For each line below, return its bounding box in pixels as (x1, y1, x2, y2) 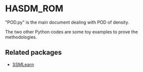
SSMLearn (12, 61, 34, 67)
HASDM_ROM (5, 3, 64, 14)
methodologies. (5, 34, 37, 40)
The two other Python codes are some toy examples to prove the (5, 29, 138, 35)
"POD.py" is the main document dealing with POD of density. (5, 19, 130, 25)
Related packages (5, 48, 62, 57)
